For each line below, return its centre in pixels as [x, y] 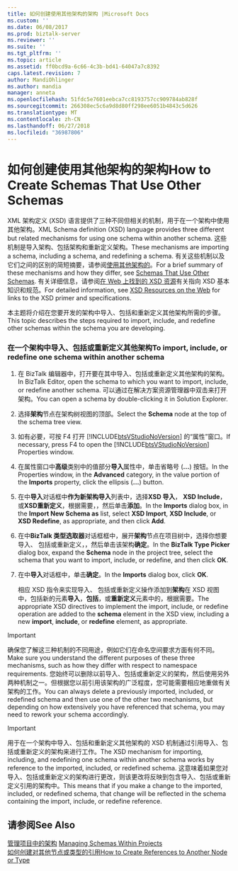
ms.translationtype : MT [42, 113]
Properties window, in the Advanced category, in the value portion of [119, 474]
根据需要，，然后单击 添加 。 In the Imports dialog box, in [148, 505]
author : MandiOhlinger [41, 80]
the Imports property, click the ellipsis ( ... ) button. [91, 482]
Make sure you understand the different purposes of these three [101, 657]
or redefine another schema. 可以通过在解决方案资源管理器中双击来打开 [122, 389]
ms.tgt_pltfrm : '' [34, 54]
